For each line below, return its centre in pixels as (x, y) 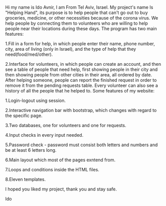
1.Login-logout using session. (36, 100)
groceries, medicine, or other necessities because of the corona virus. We (82, 18)
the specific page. (24, 116)
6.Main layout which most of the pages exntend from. (60, 160)
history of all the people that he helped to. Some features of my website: (80, 91)
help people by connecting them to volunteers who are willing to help (76, 23)
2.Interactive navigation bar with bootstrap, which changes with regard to (81, 110)
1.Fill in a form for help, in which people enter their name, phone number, (80, 44)
